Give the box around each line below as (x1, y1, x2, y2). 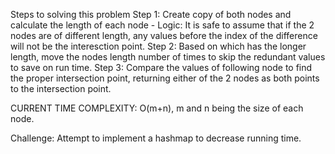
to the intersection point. (10, 83, 112, 94)
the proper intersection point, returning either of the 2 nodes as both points (10, 72, 320, 84)
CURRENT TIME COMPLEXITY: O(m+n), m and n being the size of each (10, 102, 304, 114)
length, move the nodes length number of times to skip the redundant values (10, 51, 326, 63)
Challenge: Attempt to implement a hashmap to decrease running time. (10, 132, 302, 144)
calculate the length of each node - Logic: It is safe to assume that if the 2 (10, 19, 315, 31)
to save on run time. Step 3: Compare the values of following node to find (10, 62, 313, 73)
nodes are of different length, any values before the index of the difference (10, 30, 318, 41)
